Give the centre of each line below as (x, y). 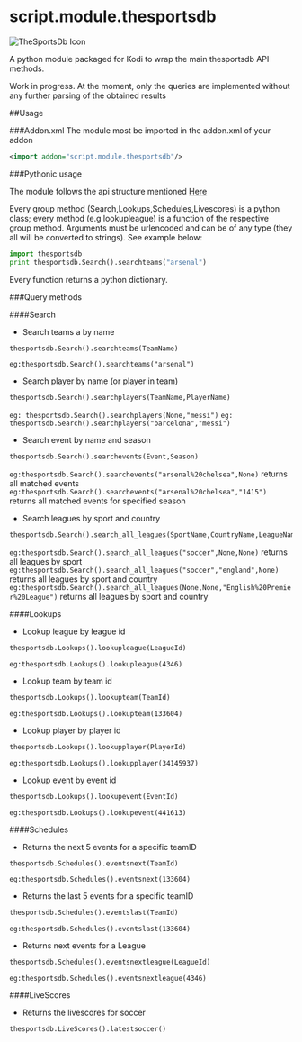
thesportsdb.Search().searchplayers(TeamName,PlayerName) (120, 398)
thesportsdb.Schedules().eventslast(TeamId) (94, 913)
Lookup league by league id (74, 631)
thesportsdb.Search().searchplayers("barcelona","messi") (120, 424)
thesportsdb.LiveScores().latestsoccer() (88, 1029)
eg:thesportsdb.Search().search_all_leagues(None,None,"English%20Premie (151, 588)
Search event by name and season (86, 440)
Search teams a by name (68, 331)
